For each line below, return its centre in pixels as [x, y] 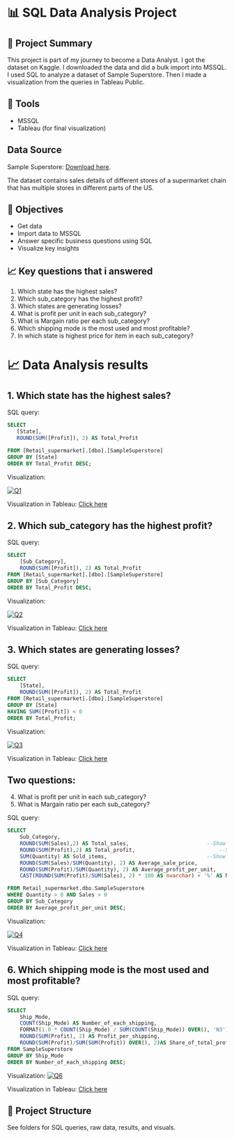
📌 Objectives [36, 210]
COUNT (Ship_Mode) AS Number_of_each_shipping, [88, 1023]
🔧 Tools [24, 104]
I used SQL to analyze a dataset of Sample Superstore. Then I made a [107, 74]
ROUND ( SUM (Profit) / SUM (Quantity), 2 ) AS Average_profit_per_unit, [118, 869]
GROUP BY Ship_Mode [36, 1056]
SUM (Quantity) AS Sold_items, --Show [123, 856]
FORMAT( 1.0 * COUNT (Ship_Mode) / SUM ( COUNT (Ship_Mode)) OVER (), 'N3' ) [124, 1030]
